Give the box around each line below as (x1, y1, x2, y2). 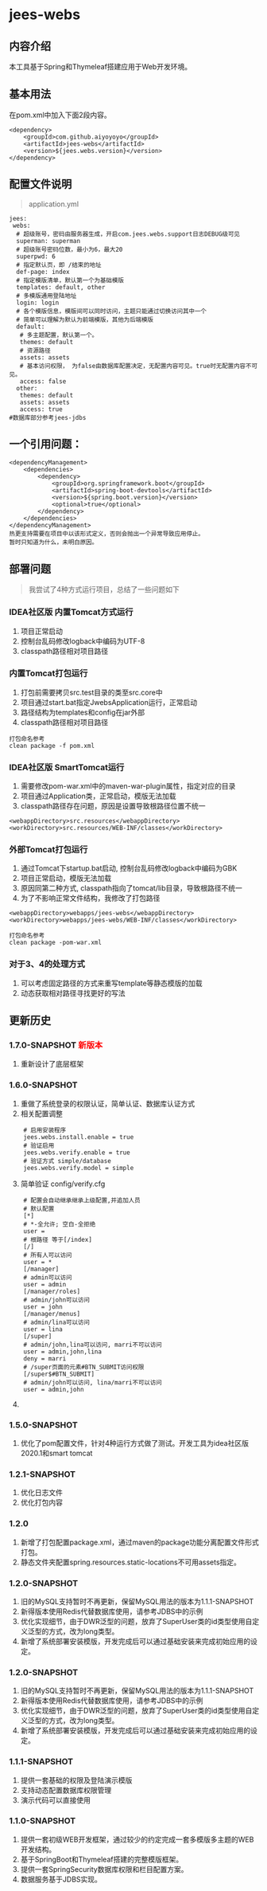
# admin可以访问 (23, 1273, 72, 1282)
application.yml (28, 199, 79, 209)
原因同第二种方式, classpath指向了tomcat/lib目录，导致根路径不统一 (20, 883, 243, 893)
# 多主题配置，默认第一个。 (19, 331, 99, 339)
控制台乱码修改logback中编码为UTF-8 (20, 636, 145, 646)
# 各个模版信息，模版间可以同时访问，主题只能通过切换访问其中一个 (16, 307, 207, 315)
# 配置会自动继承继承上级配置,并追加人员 (23, 1196, 141, 1204)
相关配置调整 (20, 1109, 63, 1118)
